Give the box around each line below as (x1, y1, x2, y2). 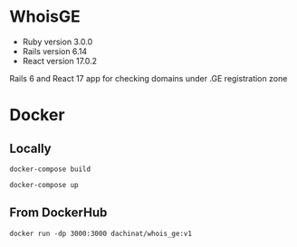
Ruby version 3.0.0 (22, 36, 93, 47)
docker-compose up (9, 180, 79, 189)
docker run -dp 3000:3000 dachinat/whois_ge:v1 (9, 229, 193, 238)
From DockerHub (9, 205, 108, 221)
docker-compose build (9, 165, 91, 174)
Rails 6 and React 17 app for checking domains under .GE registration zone (9, 72, 288, 83)
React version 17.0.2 (22, 55, 98, 66)
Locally (9, 140, 52, 156)
